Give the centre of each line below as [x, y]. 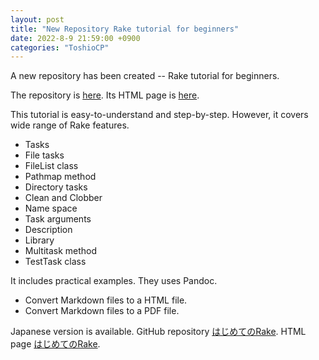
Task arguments [58, 219]
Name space [51, 208]
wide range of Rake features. [70, 125]
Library [39, 240]
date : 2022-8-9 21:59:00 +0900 [75, 38]
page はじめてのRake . [55, 344]
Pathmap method [60, 177]
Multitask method [61, 251]
